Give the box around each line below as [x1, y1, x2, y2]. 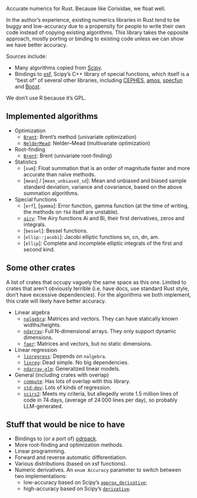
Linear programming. [14, 447, 66, 455]
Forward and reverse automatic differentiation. [14, 454, 128, 461]
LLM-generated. [23, 403, 64, 410]
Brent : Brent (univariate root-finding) [23, 152, 112, 159]
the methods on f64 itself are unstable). [23, 208, 119, 215]
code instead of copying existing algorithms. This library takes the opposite [6, 29, 189, 36]
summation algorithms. [23, 190, 79, 197]
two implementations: [14, 473, 68, 480]
